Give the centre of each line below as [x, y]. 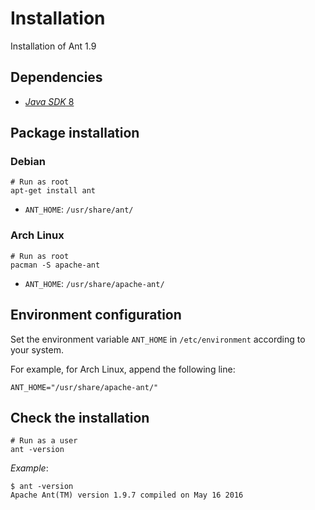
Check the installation [80, 417]
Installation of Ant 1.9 [53, 46]
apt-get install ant [53, 191]
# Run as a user [44, 441]
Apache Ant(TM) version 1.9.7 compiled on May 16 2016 [127, 495]
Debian [28, 162]
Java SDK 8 [49, 101]
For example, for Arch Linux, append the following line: [123, 369]
